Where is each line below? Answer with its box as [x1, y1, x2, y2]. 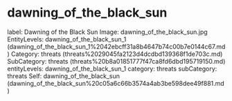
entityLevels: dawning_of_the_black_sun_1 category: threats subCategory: [7, 64, 217, 73]
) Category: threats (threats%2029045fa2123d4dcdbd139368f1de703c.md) [7, 50, 223, 58]
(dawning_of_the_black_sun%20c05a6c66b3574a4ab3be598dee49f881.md [7, 79, 225, 87]
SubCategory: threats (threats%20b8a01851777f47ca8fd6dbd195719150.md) [7, 57, 226, 65]
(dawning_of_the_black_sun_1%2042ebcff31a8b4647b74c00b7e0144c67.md [7, 42, 226, 50]
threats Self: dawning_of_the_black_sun [7, 71, 120, 80]
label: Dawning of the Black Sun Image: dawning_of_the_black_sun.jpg [7, 28, 208, 36]
